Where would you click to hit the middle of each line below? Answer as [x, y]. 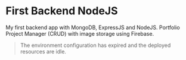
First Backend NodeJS [62, 11]
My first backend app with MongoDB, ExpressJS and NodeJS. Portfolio [93, 27]
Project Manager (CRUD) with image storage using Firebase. [80, 33]
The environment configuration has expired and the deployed [95, 45]
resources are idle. [43, 51]
